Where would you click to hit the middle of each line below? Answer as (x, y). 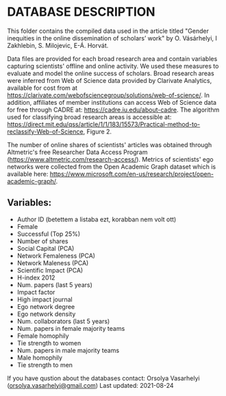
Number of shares (42, 241)
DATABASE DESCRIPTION (81, 12)
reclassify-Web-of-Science (45, 132)
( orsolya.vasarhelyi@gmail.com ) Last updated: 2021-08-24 (90, 385)
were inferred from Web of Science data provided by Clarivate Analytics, (110, 80)
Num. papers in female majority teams (71, 328)
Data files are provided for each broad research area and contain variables (112, 58)
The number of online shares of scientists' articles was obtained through (110, 145)
